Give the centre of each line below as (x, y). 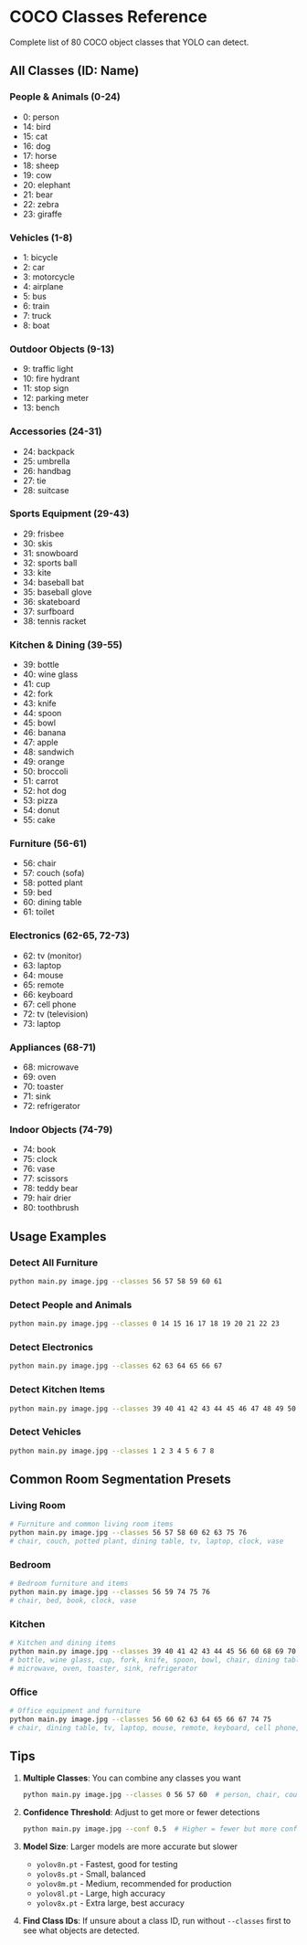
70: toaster (43, 1086)
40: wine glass (50, 674)
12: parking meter (56, 398)
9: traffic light (48, 369)
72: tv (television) (55, 1014)
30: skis (37, 543)
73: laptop (42, 1023)
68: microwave (51, 1067)
